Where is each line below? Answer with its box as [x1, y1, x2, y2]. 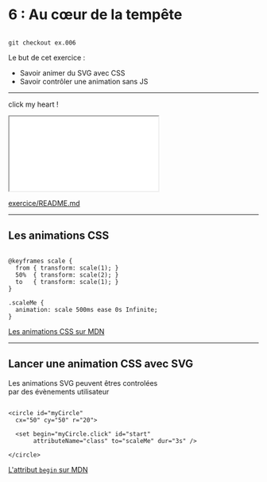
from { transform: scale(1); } [15, 264, 119, 272]
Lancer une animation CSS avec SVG [8, 357, 194, 371]
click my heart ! [8, 99, 59, 109]
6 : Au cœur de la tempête [8, 6, 183, 24]
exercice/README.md [8, 198, 81, 208]
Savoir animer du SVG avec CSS [19, 68, 126, 77]
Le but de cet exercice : [8, 52, 86, 62]
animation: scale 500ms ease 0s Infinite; [15, 305, 158, 313]
